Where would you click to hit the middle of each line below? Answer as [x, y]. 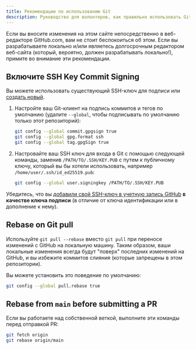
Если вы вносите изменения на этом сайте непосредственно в [85, 33]
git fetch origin [27, 335]
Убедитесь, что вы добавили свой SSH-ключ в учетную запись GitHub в [96, 194]
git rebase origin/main [35, 341]
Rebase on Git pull [40, 225]
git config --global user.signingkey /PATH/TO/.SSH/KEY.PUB [89, 183]
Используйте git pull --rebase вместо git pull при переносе [84, 239]
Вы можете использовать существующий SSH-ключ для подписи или [93, 91]
